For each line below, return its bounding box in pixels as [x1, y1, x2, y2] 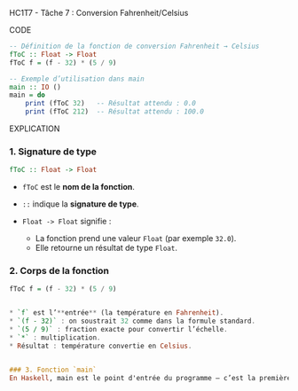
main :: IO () [9, 82, 62, 91]
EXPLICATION [9, 123, 60, 134]
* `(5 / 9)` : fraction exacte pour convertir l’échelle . [9, 325, 228, 334]
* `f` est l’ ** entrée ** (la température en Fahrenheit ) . [9, 309, 224, 317]
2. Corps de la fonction [9, 265, 109, 278]
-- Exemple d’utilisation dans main [9, 74, 145, 83]
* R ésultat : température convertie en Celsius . [9, 341, 192, 350]
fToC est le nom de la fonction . [21, 182, 136, 192]
